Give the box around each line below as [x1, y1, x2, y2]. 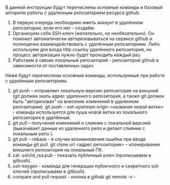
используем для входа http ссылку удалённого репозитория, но [12, 47, 152, 52]
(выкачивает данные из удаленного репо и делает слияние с [12, 125, 146, 131]
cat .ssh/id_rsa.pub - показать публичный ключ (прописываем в [12, 152, 151, 158]
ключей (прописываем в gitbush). [12, 168, 86, 174]
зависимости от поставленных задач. [12, 63, 95, 68]
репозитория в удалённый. [12, 115, 71, 121]
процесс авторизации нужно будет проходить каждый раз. [12, 52, 141, 58]
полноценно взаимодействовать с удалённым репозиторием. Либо [12, 41, 160, 47]
